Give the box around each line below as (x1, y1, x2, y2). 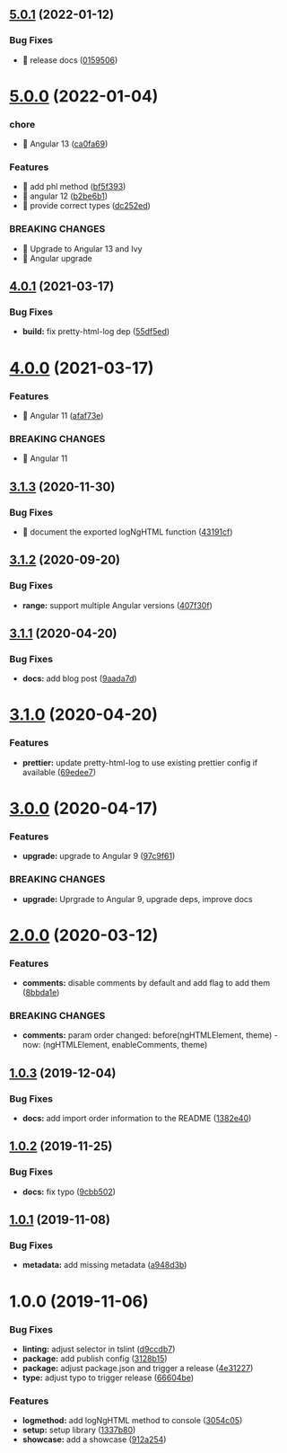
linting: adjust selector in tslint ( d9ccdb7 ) (22, 1343, 176, 1354)
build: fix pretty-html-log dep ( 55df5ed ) (22, 326, 170, 337)
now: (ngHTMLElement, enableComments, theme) (22, 1040, 208, 1050)
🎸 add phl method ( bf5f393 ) (22, 182, 126, 192)
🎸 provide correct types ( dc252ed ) (22, 200, 151, 211)
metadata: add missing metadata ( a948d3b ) (22, 1260, 187, 1271)
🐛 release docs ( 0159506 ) (22, 54, 118, 66)
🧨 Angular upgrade (22, 253, 92, 263)
